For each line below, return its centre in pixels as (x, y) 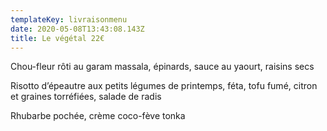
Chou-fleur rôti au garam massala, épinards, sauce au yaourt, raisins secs (162, 67)
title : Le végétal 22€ (57, 38)
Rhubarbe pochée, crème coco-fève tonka (98, 116)
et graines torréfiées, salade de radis (86, 97)
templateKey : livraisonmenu (69, 19)
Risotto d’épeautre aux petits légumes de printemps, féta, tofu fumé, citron (164, 86)
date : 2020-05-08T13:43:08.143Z (77, 29)
